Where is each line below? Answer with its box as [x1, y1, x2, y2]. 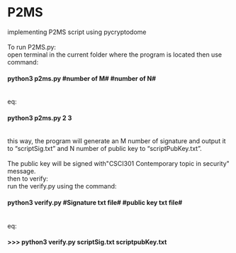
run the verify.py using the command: [7, 182, 117, 191]
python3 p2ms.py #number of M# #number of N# [7, 74, 157, 82]
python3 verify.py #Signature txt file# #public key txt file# [7, 198, 183, 206]
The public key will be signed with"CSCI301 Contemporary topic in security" [7, 159, 230, 168]
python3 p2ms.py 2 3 [7, 113, 72, 122]
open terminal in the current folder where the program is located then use [7, 50, 222, 59]
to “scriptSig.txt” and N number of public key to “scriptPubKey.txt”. [7, 145, 202, 153]
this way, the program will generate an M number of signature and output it [7, 137, 226, 145]
